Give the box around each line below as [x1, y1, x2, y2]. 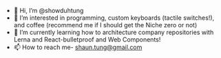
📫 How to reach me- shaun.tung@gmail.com [13, 43, 143, 51]
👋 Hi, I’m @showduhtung [13, 7, 84, 14]
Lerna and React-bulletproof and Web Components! [13, 35, 161, 44]
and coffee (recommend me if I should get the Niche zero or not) [13, 21, 198, 29]
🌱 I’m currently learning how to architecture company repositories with [13, 28, 214, 36]
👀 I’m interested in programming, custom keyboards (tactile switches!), [13, 14, 215, 22]
